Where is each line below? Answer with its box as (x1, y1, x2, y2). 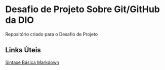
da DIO (5, 14, 34, 26)
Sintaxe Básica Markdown (5, 59, 60, 65)
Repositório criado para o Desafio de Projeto (5, 31, 98, 37)
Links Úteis (5, 46, 42, 54)
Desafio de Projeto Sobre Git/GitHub (5, 4, 160, 15)
